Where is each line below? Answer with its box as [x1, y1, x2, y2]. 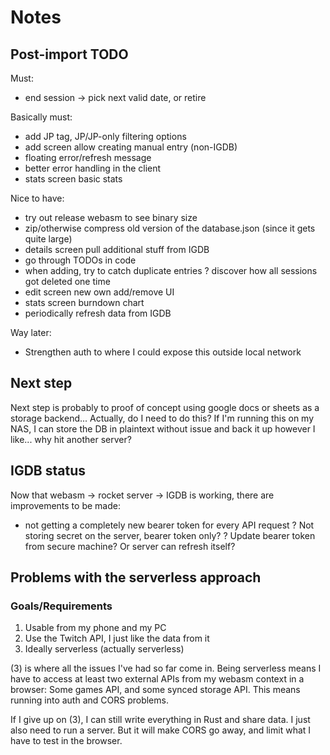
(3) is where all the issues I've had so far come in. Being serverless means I [10, 662, 322, 675]
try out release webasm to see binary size [24, 212, 198, 223]
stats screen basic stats [24, 173, 123, 185]
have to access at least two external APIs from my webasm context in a [10, 673, 305, 685]
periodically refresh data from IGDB [24, 307, 172, 319]
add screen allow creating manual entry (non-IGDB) [24, 141, 238, 153]
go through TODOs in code [24, 254, 137, 266]
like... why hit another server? [10, 433, 132, 445]
